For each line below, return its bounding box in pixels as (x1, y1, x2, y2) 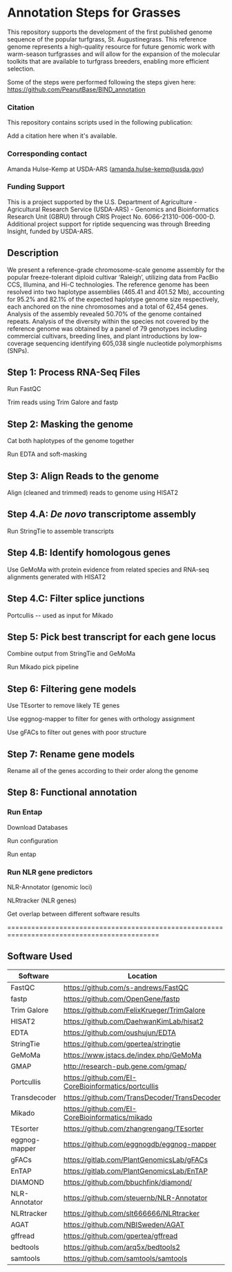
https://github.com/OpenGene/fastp (63, 994, 180, 1003)
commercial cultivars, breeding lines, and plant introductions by (7, 331, 188, 340)
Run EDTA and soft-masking (7, 450, 88, 458)
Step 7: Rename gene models (7, 748, 135, 760)
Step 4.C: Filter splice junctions (7, 593, 145, 605)
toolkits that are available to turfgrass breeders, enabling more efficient (7, 57, 209, 65)
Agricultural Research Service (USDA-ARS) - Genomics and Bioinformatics (7, 205, 219, 213)
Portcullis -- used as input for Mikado (7, 611, 114, 619)
